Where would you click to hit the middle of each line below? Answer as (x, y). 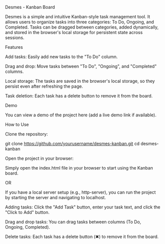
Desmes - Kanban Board (30, 7)
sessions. (15, 37)
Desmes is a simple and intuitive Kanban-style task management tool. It (78, 17)
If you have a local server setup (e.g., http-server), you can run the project (81, 192)
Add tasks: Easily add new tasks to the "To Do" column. (62, 57)
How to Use (17, 124)
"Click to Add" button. (27, 212)
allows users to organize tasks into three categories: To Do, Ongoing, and (80, 22)
